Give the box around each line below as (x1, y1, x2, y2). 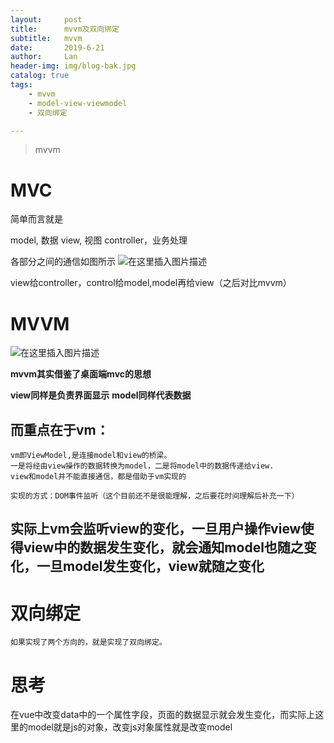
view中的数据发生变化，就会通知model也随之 (23, 539, 304, 556)
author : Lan (10, 52, 78, 62)
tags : (10, 80, 33, 90)
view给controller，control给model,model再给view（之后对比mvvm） (10, 277, 292, 289)
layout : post (10, 14, 83, 25)
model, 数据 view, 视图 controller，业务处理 (10, 234, 188, 246)
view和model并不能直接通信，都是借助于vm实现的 (10, 472, 187, 482)
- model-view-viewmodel (28, 98, 128, 108)
